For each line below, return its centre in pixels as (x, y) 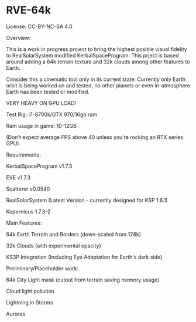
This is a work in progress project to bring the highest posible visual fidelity (97, 49)
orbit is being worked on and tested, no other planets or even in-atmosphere (98, 85)
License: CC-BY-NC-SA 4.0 (39, 26)
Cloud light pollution (30, 291)
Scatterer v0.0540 (28, 189)
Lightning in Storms (30, 302)
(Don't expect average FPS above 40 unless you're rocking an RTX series (94, 137)
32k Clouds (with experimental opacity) (54, 245)
